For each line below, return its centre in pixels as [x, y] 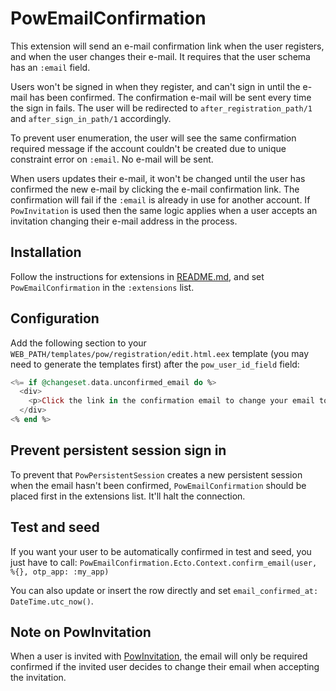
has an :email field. [50, 67]
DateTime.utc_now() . [52, 601]
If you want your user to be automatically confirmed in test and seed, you [161, 551]
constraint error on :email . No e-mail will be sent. [112, 159]
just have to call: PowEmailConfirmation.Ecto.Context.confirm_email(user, [164, 562]
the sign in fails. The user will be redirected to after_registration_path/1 [161, 108]
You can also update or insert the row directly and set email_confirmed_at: [164, 590]
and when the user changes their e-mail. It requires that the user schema [160, 56]
